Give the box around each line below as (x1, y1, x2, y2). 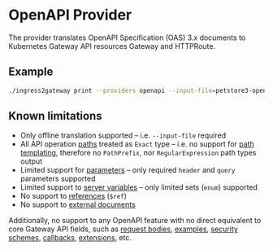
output (19, 156, 43, 166)
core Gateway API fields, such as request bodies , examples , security (8, 224, 238, 234)
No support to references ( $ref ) (19, 191, 128, 201)
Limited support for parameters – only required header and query (19, 165, 236, 175)
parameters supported (19, 173, 96, 184)
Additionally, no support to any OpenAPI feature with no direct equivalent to (8, 216, 262, 226)
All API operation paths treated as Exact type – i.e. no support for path (19, 139, 254, 149)
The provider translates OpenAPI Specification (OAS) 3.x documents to (8, 33, 246, 42)
